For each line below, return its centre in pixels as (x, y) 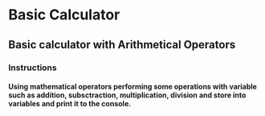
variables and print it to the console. (70, 104)
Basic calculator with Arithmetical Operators (122, 45)
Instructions (33, 68)
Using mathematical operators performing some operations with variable (132, 87)
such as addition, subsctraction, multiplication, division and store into (127, 95)
